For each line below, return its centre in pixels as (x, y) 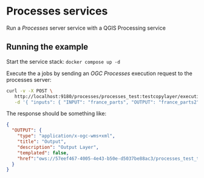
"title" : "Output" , (42, 142)
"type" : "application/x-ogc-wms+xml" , (66, 136)
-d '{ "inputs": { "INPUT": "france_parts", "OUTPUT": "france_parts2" (107, 102)
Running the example (47, 47)
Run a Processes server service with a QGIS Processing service (86, 28)
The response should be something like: (56, 114)
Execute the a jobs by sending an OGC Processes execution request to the (99, 73)
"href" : (27, 159)
